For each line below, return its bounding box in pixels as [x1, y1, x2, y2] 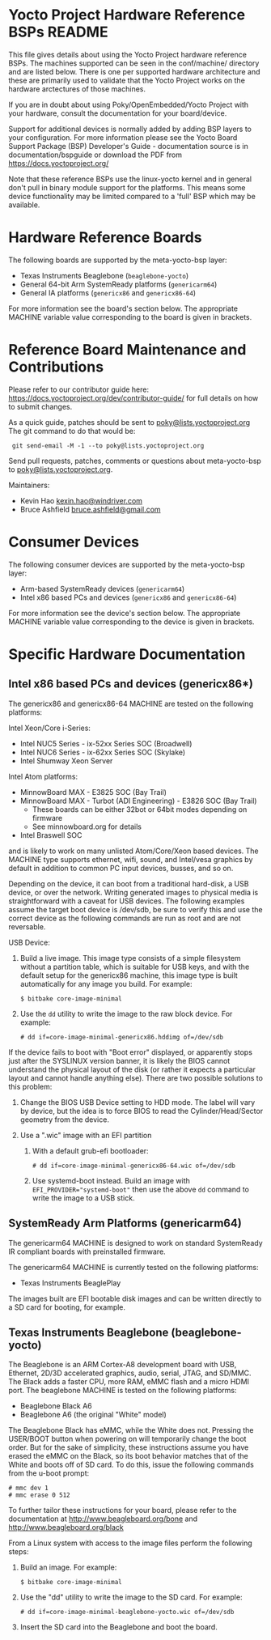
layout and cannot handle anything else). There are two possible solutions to [8, 1073, 263, 1082]
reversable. [8, 921, 46, 932]
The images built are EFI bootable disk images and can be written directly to [8, 1294, 262, 1303]
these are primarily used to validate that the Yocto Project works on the [8, 75, 245, 85]
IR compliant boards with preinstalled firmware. [8, 1247, 166, 1256]
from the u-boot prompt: [8, 1468, 90, 1478]
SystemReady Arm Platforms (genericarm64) [8, 1217, 243, 1230]
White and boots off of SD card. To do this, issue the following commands [8, 1459, 255, 1470]
